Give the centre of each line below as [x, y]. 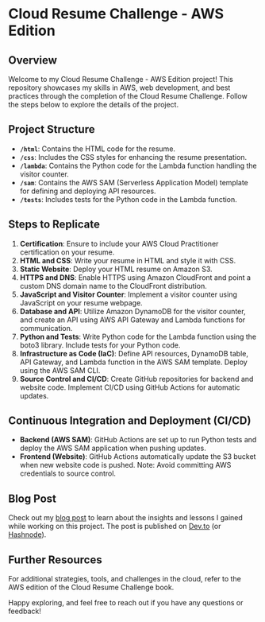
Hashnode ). [27, 535]
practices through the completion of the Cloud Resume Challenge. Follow [128, 96]
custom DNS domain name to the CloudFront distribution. [113, 286]
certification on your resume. [67, 252]
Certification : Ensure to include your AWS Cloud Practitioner [119, 243]
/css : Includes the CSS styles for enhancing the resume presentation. [133, 157]
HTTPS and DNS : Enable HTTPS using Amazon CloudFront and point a [135, 277]
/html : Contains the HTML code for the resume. [98, 149]
